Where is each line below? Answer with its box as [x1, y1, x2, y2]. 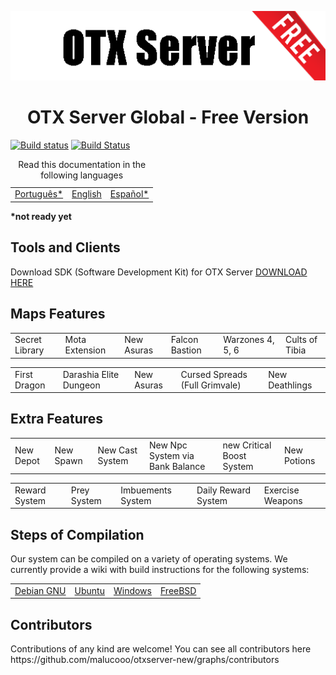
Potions [284, 455, 316, 467]
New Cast [97, 444, 138, 456]
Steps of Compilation [10, 526, 145, 543]
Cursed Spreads [180, 368, 248, 380]
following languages [40, 169, 124, 181]
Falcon [170, 334, 199, 346]
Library [14, 344, 45, 356]
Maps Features [10, 306, 106, 323]
